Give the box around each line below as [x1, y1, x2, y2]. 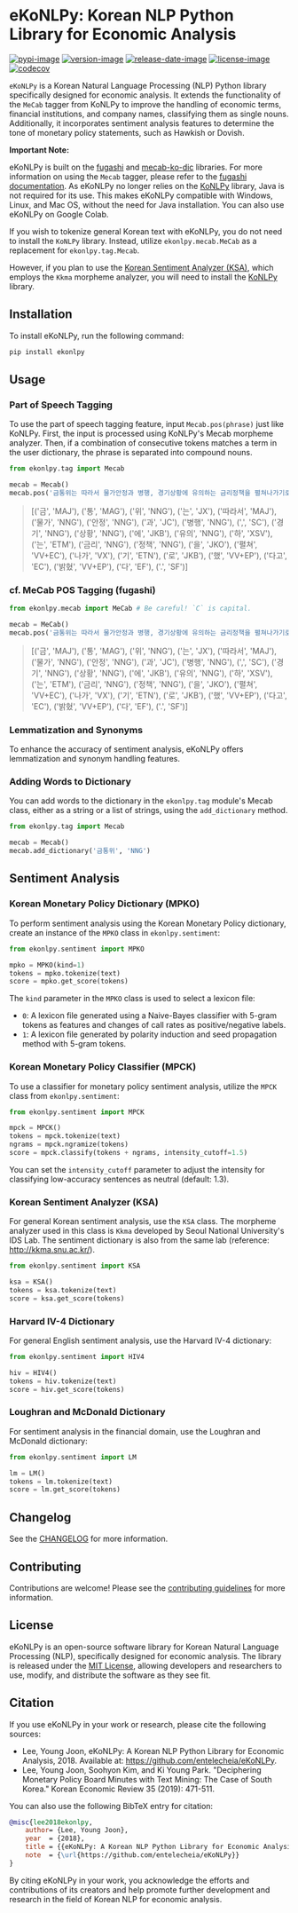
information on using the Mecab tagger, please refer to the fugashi [9, 170, 247, 182]
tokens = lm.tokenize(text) [9, 1477, 114, 1486]
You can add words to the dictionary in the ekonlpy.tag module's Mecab [9, 795, 273, 806]
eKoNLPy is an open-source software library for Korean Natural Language [9, 1641, 279, 1652]
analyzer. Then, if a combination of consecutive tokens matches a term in [9, 438, 278, 448]
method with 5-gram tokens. [21, 1039, 127, 1049]
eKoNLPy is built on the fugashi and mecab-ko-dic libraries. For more [9, 162, 263, 172]
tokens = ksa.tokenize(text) [9, 1285, 117, 1294]
